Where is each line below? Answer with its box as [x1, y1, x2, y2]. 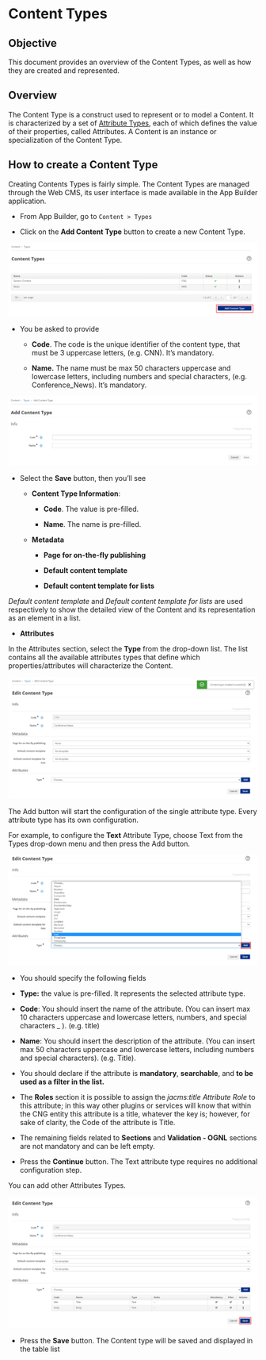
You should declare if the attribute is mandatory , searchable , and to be [19, 1068, 253, 1078]
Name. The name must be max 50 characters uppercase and [31, 363, 231, 373]
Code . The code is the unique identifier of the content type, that [31, 340, 241, 349]
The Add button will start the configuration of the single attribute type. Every [8, 806, 257, 816]
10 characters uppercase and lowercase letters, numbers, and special [19, 1012, 247, 1022]
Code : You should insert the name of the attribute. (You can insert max [19, 1004, 251, 1013]
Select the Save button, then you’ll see [19, 473, 146, 482]
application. [8, 196, 47, 206]
